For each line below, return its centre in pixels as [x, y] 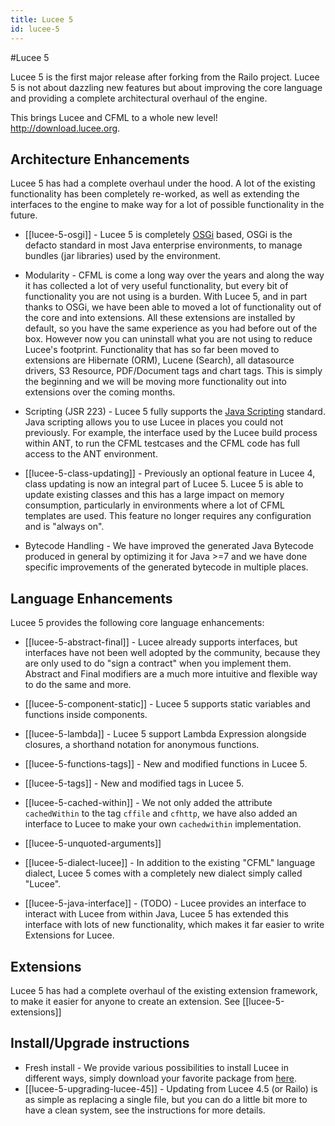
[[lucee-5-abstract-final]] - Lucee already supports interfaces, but [161, 642]
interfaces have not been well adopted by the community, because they [172, 653]
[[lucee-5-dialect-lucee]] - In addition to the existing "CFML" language [170, 863]
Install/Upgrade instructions [100, 1043]
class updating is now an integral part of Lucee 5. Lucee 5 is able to [164, 484]
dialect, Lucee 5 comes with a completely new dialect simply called [163, 873]
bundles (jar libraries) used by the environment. [123, 256]
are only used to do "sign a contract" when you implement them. [158, 663]
